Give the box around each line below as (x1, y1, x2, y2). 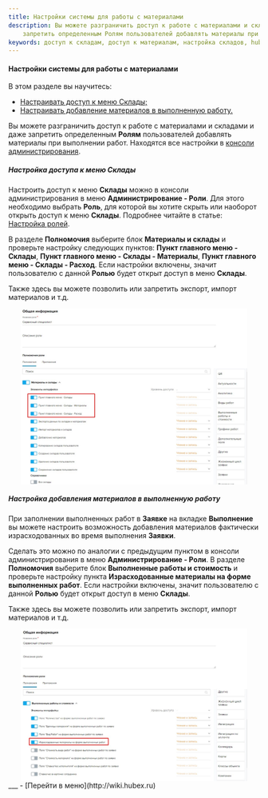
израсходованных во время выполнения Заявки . (8, 531, 176, 541)
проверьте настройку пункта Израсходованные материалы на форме (8, 572, 251, 581)
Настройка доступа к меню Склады (8, 165, 136, 175)
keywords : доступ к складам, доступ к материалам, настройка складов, (8, 38, 248, 46)
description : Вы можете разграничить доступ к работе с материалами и (8, 21, 248, 30)
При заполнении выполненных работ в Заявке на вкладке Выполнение (8, 514, 254, 524)
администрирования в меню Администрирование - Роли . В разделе (8, 555, 246, 565)
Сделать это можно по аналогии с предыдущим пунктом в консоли (8, 546, 239, 556)
